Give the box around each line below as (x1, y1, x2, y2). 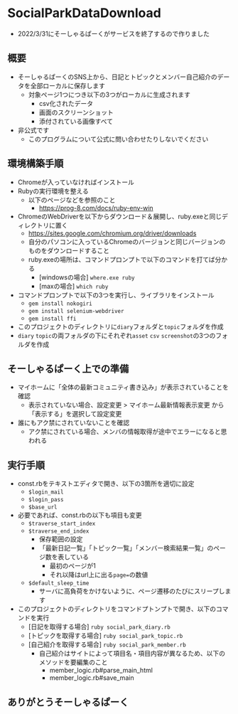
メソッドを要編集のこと (38, 658, 108, 666)
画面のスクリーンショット (38, 108, 114, 117)
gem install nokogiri (28, 300, 92, 307)
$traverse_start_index (28, 521, 96, 528)
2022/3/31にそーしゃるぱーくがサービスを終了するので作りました (17, 29, 210, 38)
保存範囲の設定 (38, 535, 83, 543)
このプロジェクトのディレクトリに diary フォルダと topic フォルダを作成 (17, 322, 224, 331)
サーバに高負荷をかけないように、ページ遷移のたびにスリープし (38, 587, 225, 595)
